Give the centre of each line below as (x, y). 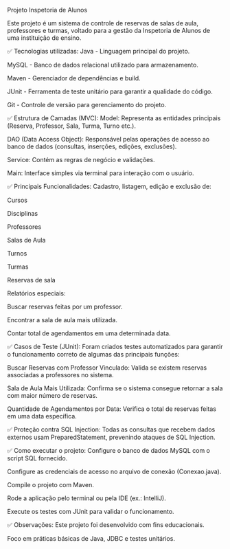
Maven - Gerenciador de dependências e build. (74, 78)
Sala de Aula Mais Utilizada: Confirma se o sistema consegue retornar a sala (115, 388)
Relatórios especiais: (36, 293)
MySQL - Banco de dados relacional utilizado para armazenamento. (103, 65)
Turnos (17, 253)
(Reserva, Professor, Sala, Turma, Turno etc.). (71, 126)
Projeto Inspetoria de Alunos (47, 10)
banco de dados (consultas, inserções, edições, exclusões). (92, 146)
